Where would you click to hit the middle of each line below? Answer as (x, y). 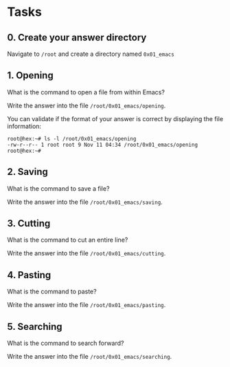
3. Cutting (29, 223)
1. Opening (30, 75)
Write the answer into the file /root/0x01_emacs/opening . (87, 105)
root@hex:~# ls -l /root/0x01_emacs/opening (72, 138)
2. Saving (27, 172)
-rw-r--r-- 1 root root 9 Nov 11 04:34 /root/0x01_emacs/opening (102, 145)
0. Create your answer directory (77, 38)
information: (24, 126)
